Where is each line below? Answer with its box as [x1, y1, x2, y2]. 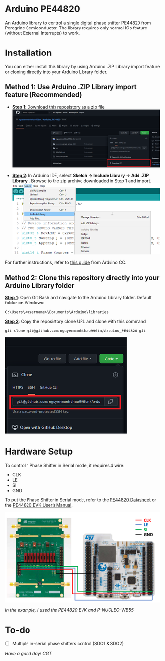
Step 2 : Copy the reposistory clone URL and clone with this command [5, 318, 146, 325]
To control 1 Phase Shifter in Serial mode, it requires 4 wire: [5, 462, 125, 468]
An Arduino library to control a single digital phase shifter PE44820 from [5, 20, 151, 26]
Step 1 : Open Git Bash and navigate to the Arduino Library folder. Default [5, 295, 152, 301]
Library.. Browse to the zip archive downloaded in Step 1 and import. [12, 178, 152, 184]
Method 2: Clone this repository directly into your [5, 274, 160, 282]
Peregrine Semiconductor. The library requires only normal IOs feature [5, 25, 147, 30]
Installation [5, 48, 52, 58]
